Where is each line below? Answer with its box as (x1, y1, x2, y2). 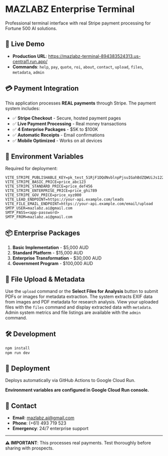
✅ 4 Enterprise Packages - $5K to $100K (12, 126, 98, 132)
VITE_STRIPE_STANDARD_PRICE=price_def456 (5, 184, 93, 189)
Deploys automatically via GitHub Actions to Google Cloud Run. (5, 377, 136, 383)
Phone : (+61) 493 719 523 (12, 420, 66, 426)
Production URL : (12, 53, 47, 59)
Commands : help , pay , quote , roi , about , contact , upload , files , (12, 63, 143, 69)
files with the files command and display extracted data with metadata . (5, 304, 152, 310)
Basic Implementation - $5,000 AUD (12, 244, 89, 250)
